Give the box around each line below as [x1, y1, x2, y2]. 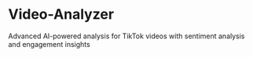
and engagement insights [8, 39, 90, 48]
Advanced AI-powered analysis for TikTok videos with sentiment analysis [8, 31, 245, 41]
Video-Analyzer [8, 5, 115, 23]
